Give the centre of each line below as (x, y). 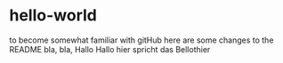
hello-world (53, 16)
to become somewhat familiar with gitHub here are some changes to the (141, 40)
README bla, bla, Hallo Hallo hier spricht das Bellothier (110, 49)
